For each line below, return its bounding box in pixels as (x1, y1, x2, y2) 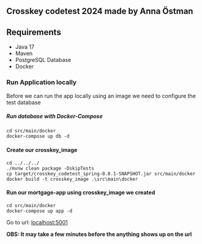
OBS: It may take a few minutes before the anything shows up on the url (6, 231, 192, 238)
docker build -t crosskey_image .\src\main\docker (6, 176, 138, 182)
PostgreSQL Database (15, 56, 72, 64)
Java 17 (15, 44, 35, 51)
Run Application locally (6, 78, 77, 86)
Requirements (6, 27, 61, 37)
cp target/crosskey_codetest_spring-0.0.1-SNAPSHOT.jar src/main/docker (6, 170, 196, 177)
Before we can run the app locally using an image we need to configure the (6, 92, 196, 99)
